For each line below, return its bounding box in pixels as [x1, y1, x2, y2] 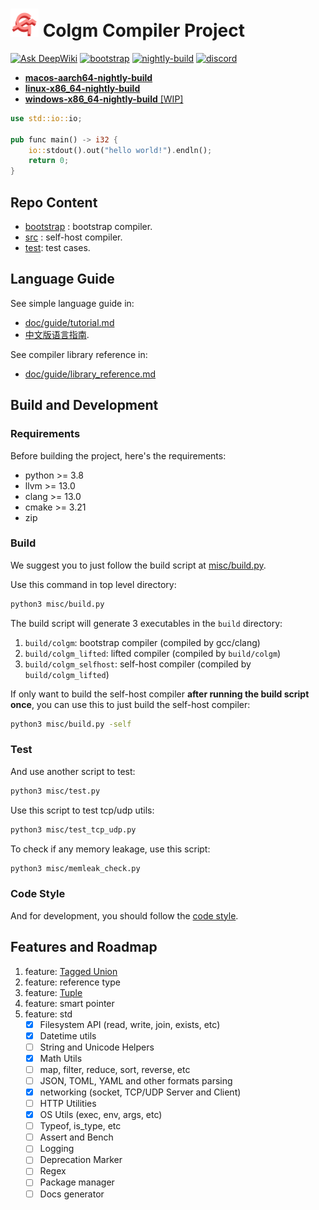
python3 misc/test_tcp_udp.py [10, 824, 137, 835]
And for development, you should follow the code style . [10, 909, 239, 922]
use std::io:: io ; [10, 113, 83, 123]
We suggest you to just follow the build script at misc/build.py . [10, 559, 267, 571]
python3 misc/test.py [10, 786, 101, 796]
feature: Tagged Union [24, 965, 118, 977]
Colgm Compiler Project [42, 19, 245, 42]
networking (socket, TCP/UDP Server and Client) [39, 1086, 242, 1098]
